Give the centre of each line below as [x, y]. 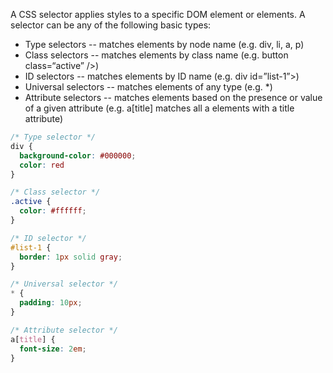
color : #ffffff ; [53, 211]
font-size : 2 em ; [53, 349]
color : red [42, 165]
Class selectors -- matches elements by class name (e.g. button [156, 55]
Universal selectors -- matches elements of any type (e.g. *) [148, 87]
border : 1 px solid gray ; [71, 257]
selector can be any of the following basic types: [111, 25]
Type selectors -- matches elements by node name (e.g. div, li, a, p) [164, 44]
